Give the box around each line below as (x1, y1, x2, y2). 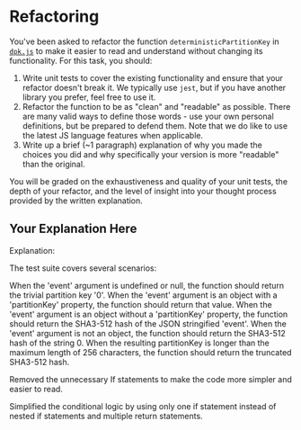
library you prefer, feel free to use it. (22, 92, 156, 103)
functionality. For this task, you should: (9, 55, 153, 66)
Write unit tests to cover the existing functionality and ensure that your (22, 72, 283, 83)
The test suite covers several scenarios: (9, 263, 157, 273)
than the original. (22, 158, 85, 169)
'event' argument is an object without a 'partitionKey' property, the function (9, 309, 288, 319)
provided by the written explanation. (9, 195, 144, 206)
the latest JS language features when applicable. (22, 130, 204, 140)
